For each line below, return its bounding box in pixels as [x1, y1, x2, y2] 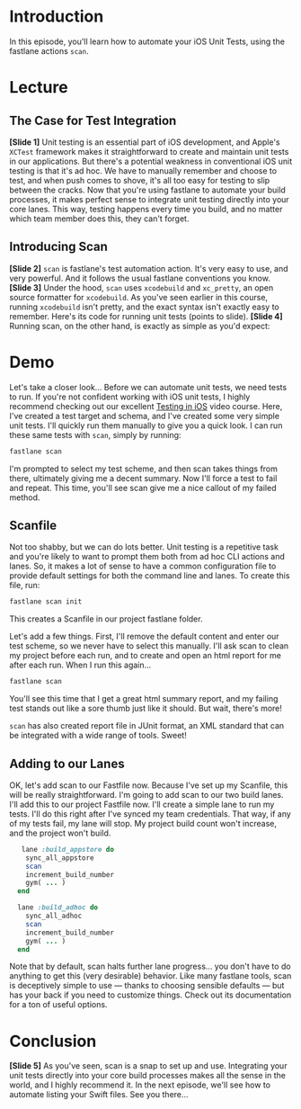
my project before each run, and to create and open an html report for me [9, 650, 281, 661]
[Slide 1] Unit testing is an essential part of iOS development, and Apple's [9, 137, 280, 148]
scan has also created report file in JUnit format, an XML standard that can [9, 720, 285, 731]
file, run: [9, 580, 40, 591]
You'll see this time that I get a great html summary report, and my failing [9, 693, 279, 704]
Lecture [9, 77, 69, 98]
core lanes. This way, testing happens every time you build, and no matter [9, 203, 283, 214]
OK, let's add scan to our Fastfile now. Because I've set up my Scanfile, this [9, 780, 288, 791]
